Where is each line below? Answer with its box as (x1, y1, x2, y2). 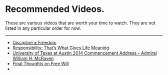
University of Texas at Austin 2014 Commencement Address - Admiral (12, 50, 157, 56)
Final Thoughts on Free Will (12, 61, 69, 67)
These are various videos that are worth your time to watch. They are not (5, 20, 156, 26)
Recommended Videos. (5, 3, 105, 15)
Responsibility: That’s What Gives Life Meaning (12, 45, 109, 51)
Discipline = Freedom (12, 39, 56, 45)
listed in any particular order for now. (5, 25, 81, 31)
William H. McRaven (12, 55, 54, 61)
